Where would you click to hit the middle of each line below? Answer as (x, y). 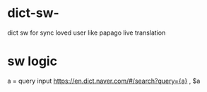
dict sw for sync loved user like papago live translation (87, 33)
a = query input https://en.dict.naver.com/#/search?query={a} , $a (104, 81)
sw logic (32, 61)
